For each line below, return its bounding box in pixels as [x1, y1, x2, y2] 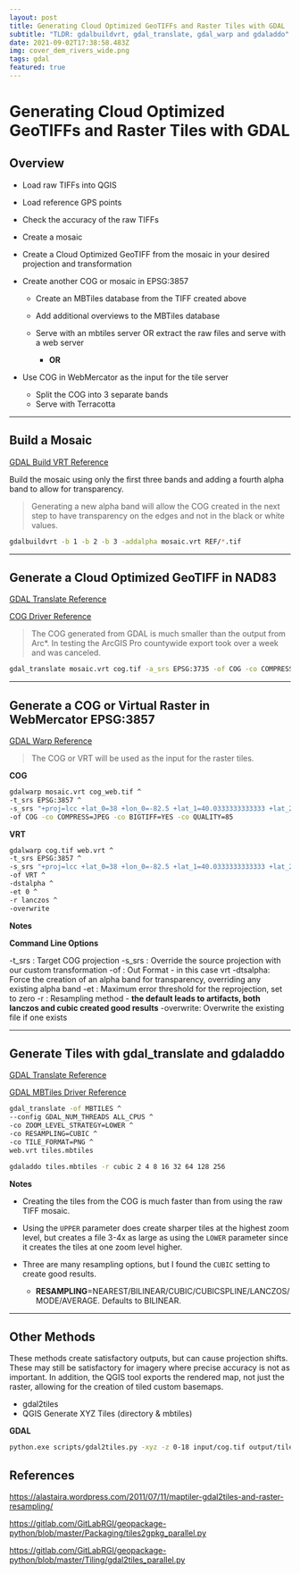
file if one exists [9, 1012, 68, 1023]
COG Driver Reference [9, 611, 92, 622]
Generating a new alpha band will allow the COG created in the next [30, 501, 280, 511]
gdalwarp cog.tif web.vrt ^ [9, 846, 114, 854]
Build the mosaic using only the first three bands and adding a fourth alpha [9, 474, 284, 484]
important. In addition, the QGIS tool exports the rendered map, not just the [9, 1372, 285, 1383]
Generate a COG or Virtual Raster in [9, 698, 211, 713]
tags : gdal [9, 55, 50, 63]
